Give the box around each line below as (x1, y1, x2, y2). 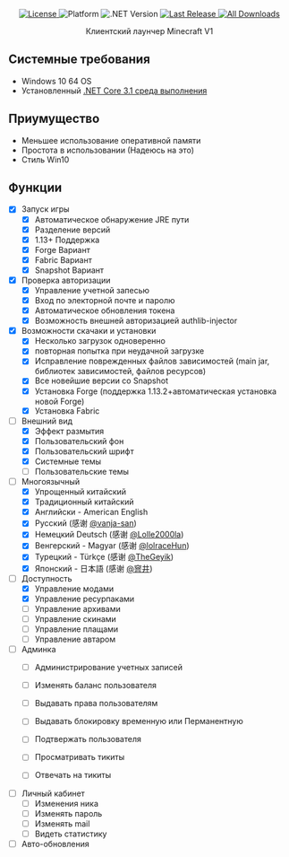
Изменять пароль (34, 808, 103, 818)
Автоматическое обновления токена (34, 305, 175, 316)
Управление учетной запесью (34, 284, 149, 295)
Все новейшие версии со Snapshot (34, 375, 169, 386)
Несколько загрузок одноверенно (34, 336, 166, 346)
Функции (8, 180, 63, 196)
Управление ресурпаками (34, 593, 135, 604)
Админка (21, 644, 56, 654)
